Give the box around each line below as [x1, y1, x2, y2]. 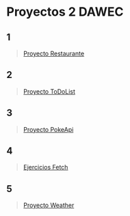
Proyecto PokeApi [23, 125, 74, 133]
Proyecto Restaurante [23, 49, 85, 57]
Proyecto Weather [23, 201, 75, 209]
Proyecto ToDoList [23, 87, 76, 96]
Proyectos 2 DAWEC [6, 4, 124, 20]
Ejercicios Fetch [23, 163, 68, 172]
